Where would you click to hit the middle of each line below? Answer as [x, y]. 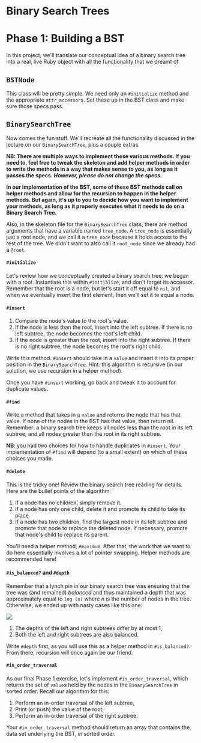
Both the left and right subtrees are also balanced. [77, 634]
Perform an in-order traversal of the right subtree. [76, 715]
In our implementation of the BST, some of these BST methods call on [94, 187]
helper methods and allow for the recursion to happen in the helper [91, 193]
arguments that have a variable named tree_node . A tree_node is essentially [99, 230]
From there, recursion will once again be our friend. [70, 652]
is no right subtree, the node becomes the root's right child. [88, 346]
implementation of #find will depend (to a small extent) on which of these [97, 452]
